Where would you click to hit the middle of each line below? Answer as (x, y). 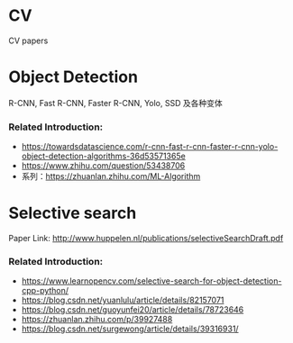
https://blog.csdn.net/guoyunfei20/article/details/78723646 (133, 310)
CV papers (28, 41)
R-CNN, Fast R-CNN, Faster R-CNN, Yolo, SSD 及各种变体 (115, 103)
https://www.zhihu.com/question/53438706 (103, 166)
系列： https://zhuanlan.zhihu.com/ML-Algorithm (111, 176)
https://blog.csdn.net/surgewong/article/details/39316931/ (130, 329)
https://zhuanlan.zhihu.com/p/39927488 (97, 320)
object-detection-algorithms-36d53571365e (103, 156)
